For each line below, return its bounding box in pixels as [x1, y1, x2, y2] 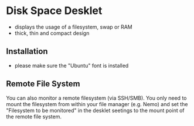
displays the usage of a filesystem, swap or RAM [14, 23, 133, 30]
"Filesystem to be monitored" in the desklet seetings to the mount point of [6, 107, 185, 114]
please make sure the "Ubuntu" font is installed [14, 62, 129, 69]
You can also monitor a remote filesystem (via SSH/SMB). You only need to [6, 94, 187, 101]
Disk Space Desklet [6, 4, 103, 17]
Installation [6, 47, 48, 57]
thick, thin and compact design [14, 29, 90, 36]
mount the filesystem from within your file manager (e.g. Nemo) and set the [6, 100, 188, 107]
